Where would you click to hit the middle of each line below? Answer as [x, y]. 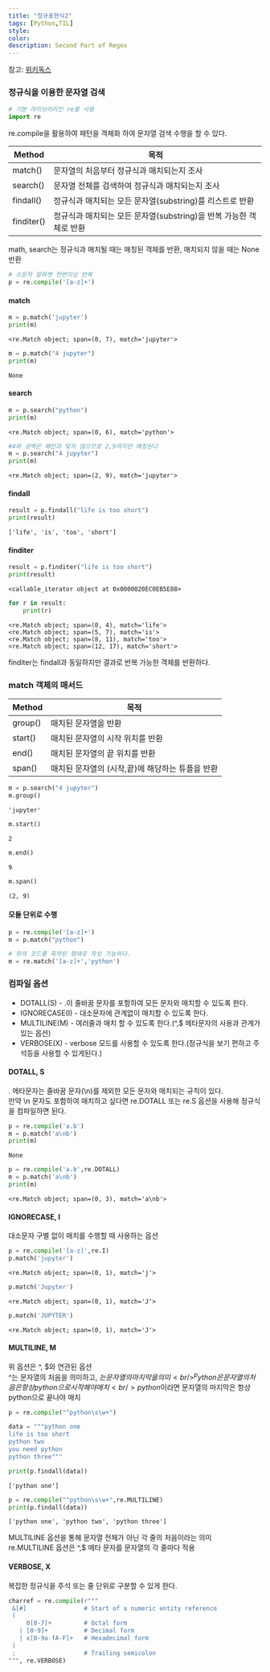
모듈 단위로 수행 [33, 915]
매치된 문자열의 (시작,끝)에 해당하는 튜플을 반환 [135, 768]
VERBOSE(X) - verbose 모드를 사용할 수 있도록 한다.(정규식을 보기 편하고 [135, 1043]
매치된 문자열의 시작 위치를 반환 [107, 739]
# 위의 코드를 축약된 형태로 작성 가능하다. [70, 954]
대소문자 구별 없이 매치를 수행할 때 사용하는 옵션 [84, 1236]
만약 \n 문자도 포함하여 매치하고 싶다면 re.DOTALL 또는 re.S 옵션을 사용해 [124, 1100]
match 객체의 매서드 [46, 685]
